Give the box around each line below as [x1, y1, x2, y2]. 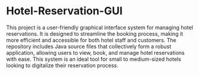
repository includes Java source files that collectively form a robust [6, 43, 172, 50]
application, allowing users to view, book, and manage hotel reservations [6, 49, 185, 56]
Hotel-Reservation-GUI [6, 4, 123, 18]
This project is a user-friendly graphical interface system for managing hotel [6, 24, 194, 31]
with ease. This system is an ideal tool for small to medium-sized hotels [6, 55, 182, 62]
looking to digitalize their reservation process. [6, 61, 119, 69]
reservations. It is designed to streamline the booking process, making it [6, 30, 184, 37]
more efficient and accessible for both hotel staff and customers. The [6, 36, 177, 43]
